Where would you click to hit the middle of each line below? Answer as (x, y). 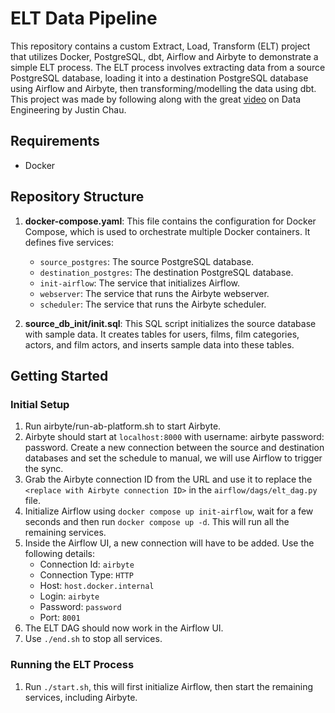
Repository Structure (77, 197)
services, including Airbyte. (81, 697)
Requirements (55, 141)
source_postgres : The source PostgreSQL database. (147, 261)
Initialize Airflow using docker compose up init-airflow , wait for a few (169, 511)
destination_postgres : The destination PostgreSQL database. (166, 272)
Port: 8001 (60, 618)
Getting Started (59, 375)
